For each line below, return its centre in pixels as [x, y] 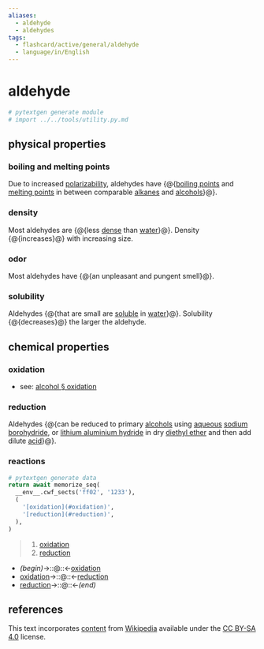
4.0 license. [27, 637]
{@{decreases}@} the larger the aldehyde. [78, 322]
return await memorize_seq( [54, 485]
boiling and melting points [59, 167]
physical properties [57, 144]
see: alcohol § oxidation [58, 386]
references [36, 609]
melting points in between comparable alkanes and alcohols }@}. [113, 192]
